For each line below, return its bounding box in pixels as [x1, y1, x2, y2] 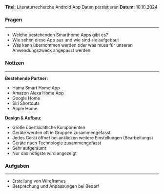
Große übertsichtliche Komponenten [12, 124, 85, 130]
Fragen [5, 16, 22, 23]
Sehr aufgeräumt [12, 145, 46, 151]
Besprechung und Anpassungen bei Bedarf [12, 183, 99, 189]
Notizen [5, 59, 24, 66]
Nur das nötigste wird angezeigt [12, 150, 77, 156]
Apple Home [12, 105, 38, 111]
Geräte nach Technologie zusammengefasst [12, 140, 102, 146]
